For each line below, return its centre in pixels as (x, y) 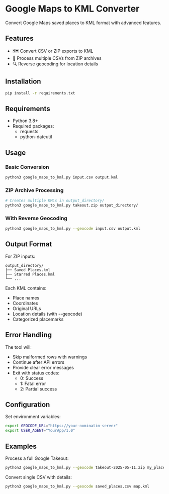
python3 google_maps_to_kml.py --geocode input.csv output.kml (73, 229)
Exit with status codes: (36, 373)
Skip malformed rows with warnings (50, 357)
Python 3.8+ (25, 121)
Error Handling (28, 335)
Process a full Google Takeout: (37, 458)
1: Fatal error (33, 383)
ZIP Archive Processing (34, 190)
